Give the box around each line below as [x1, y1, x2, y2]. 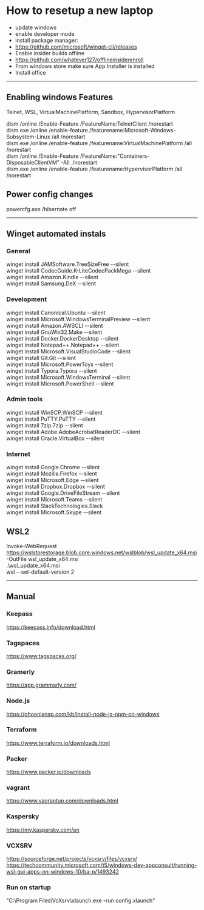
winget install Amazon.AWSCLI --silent [6, 322, 103, 329]
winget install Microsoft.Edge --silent [6, 477, 99, 484]
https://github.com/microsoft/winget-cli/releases [15, 43, 138, 50]
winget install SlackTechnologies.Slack [6, 502, 103, 510]
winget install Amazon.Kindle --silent [6, 274, 99, 281]
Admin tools [6, 395, 43, 404]
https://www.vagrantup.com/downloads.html [6, 797, 118, 804]
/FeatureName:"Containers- [80, 152, 150, 160]
